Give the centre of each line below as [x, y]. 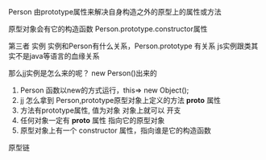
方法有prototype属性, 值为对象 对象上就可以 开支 [100, 110]
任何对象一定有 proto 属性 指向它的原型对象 [92, 120]
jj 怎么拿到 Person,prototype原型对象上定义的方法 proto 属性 [121, 100]
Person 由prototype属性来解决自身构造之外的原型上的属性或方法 [115, 12]
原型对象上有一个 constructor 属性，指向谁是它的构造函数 [115, 130]
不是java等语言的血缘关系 [57, 56]
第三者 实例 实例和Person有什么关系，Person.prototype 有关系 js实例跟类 [130, 46]
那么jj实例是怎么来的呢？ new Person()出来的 [83, 73]
